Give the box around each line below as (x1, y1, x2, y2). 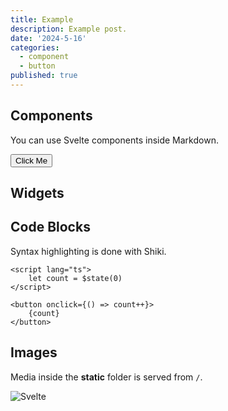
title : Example (10, 14, 74, 25)
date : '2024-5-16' (10, 33, 87, 43)
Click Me (15, 155, 48, 166)
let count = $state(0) (28, 273, 123, 283)
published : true (10, 71, 78, 81)
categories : (10, 42, 60, 53)
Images (10, 344, 58, 361)
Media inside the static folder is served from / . (10, 371, 203, 383)
